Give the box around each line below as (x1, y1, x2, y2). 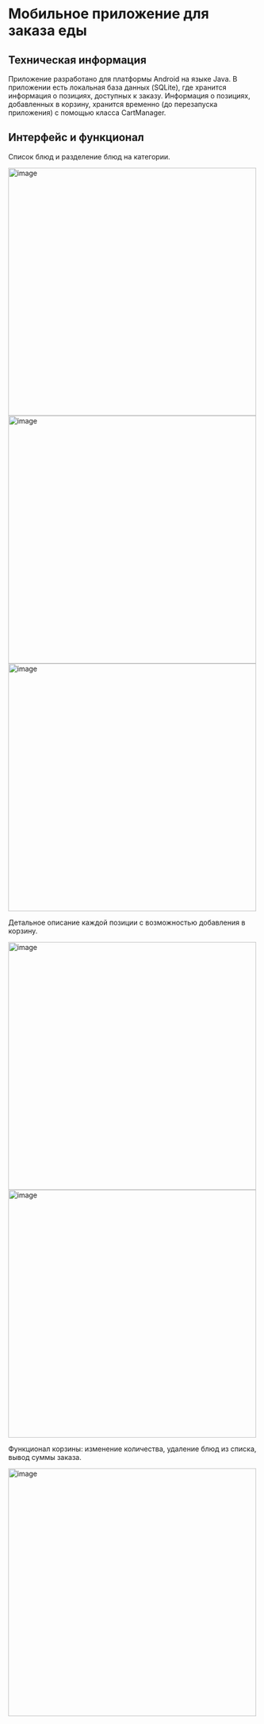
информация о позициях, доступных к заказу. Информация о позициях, (8, 91, 251, 100)
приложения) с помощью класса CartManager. (8, 108, 166, 117)
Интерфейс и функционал (8, 131, 144, 144)
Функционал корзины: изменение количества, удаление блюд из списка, (8, 1444, 257, 1454)
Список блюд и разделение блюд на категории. (8, 151, 170, 161)
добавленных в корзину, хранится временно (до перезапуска (8, 100, 218, 109)
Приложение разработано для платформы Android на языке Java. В (8, 75, 238, 83)
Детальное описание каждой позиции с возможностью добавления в (8, 918, 246, 927)
